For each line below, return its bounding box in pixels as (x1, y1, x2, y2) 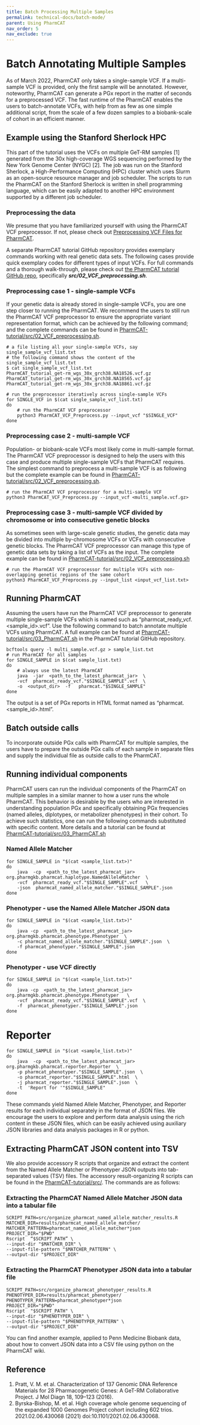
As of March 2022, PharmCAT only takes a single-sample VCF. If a (6, 77, 171, 84)
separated (6, 1172, 32, 1180)
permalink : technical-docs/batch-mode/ (6, 14, 106, 20)
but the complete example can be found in (6, 471, 111, 478)
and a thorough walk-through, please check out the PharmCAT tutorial (6, 266, 180, 273)
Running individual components (6, 769, 128, 779)
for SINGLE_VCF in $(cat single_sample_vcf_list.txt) (6, 397, 144, 403)
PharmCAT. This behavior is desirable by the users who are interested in (6, 798, 184, 805)
